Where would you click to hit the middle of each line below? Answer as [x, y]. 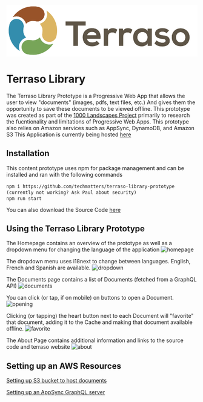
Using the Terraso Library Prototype [76, 229]
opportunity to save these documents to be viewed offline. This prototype [98, 108]
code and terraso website [38, 347]
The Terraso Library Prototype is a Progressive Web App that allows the [96, 96]
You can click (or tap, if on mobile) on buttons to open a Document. [90, 298]
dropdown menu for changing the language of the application [83, 249]
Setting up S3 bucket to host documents [57, 381]
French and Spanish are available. [48, 268]
